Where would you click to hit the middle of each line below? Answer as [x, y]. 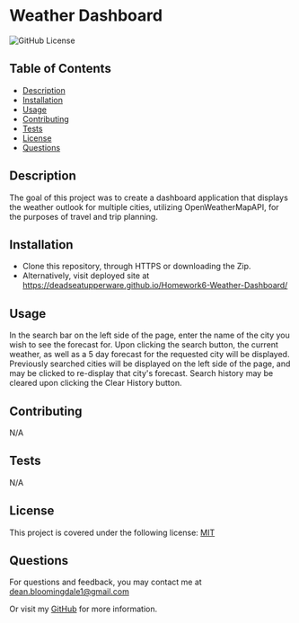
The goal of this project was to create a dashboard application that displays [149, 197]
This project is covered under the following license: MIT [112, 532]
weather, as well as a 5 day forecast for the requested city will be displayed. [149, 355]
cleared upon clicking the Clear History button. [96, 383]
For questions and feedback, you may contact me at [106, 582]
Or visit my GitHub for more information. [84, 609]
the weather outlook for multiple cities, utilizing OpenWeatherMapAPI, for [145, 206]
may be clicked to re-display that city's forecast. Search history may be [141, 373]
